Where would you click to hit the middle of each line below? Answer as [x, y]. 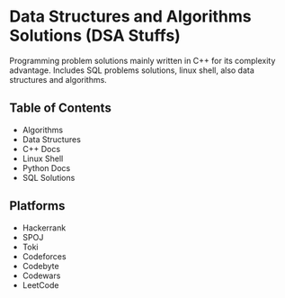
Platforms [37, 206]
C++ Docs [41, 149]
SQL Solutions [49, 177]
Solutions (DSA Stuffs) [95, 36]
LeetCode [40, 284]
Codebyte [41, 266]
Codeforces [44, 256]
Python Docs [46, 167]
